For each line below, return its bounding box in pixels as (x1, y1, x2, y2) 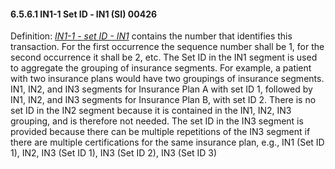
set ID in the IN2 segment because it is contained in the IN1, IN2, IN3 (10, 105, 292, 117)
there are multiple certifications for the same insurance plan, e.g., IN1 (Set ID (10, 136, 325, 149)
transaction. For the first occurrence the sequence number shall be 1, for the (10, 41, 325, 53)
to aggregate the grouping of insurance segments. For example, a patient (10, 62, 312, 74)
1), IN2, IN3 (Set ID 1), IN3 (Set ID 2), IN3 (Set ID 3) (10, 147, 218, 159)
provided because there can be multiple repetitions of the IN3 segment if (10, 126, 311, 138)
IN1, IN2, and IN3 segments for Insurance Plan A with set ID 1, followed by (10, 83, 313, 95)
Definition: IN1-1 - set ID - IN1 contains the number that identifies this (10, 30, 293, 42)
